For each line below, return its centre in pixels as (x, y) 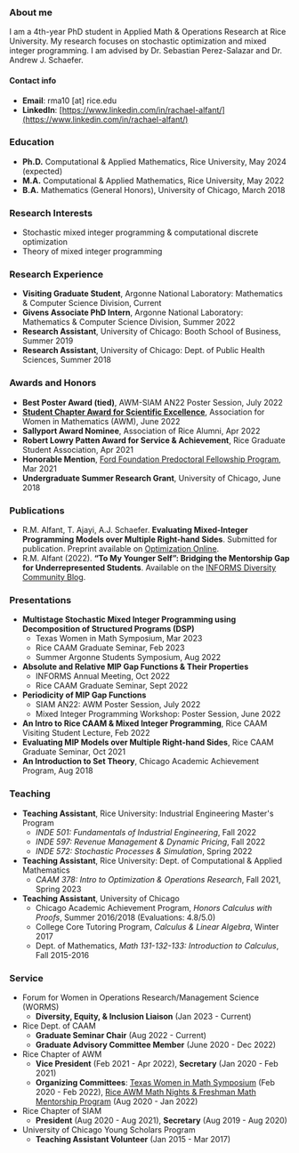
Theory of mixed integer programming (92, 252)
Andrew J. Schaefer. (46, 60)
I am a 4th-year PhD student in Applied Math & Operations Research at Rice (148, 32)
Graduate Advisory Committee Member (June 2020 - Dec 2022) (156, 1044)
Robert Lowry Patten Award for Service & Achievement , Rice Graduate (154, 440)
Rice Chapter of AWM (62, 1054)
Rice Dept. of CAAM (59, 1026)
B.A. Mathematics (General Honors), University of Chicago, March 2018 (154, 189)
